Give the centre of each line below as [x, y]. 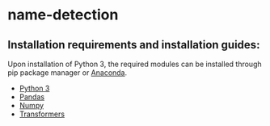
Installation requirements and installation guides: [134, 45]
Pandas [32, 97]
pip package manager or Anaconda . [67, 73]
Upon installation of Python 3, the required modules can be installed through [135, 64]
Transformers [42, 114]
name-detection [63, 15]
